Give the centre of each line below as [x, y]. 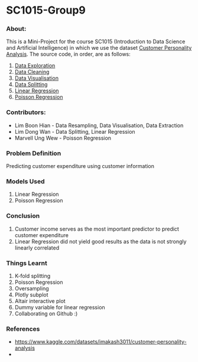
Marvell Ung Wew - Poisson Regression [63, 138]
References [23, 329]
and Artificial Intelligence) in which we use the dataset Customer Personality [99, 48]
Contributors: [26, 112]
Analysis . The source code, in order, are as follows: [69, 54]
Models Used [25, 181]
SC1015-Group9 [46, 10]
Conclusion [23, 216]
